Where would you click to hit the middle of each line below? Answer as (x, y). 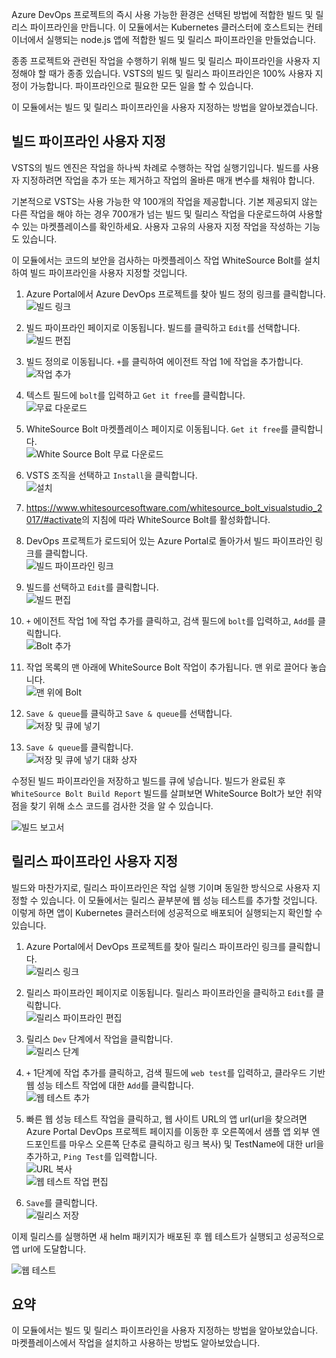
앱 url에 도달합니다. (49, 1249)
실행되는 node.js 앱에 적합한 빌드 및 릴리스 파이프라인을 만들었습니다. (180, 39)
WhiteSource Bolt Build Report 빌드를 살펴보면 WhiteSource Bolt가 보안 (157, 793)
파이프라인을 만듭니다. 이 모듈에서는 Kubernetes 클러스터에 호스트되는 (167, 27)
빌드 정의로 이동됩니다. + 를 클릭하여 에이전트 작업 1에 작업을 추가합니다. (164, 361)
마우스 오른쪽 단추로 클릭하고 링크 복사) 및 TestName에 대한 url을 (197, 1144)
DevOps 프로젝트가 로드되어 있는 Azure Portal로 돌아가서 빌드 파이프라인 (169, 540)
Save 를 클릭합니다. (61, 1202)
